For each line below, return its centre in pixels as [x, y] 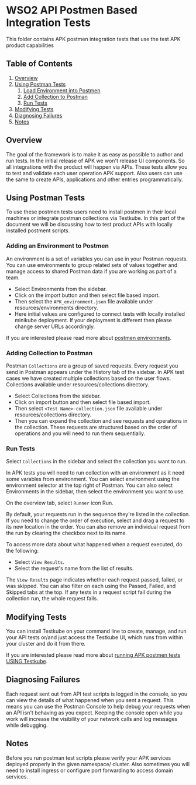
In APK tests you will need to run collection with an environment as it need [95, 473]
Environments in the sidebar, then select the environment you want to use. [96, 492]
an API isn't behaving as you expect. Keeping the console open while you [94, 713]
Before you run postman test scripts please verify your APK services [89, 758]
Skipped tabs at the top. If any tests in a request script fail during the [89, 592]
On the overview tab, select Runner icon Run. [60, 503]
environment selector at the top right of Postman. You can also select [90, 485]
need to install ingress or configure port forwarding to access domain [90, 770]
